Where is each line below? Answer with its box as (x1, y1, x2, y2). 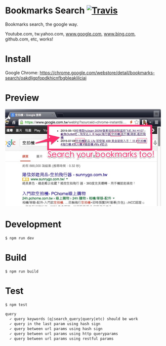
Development (5, 219, 62, 230)
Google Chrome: (5, 70, 39, 76)
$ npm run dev (5, 235, 35, 240)
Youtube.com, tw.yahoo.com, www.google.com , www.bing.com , (5, 31, 136, 37)
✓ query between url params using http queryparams (9, 331, 119, 336)
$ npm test (5, 302, 28, 307)
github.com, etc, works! (5, 36, 53, 42)
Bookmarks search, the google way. (5, 21, 78, 27)
